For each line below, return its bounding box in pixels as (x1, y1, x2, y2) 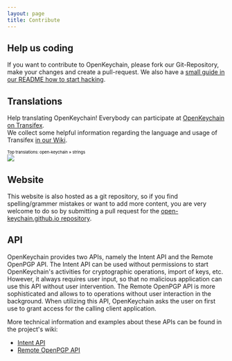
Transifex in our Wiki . (7, 136, 68, 144)
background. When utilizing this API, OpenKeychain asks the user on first (7, 297, 216, 305)
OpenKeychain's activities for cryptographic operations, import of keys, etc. (7, 267, 224, 276)
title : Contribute (7, 17, 60, 24)
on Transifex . (7, 121, 45, 130)
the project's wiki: (7, 325, 58, 333)
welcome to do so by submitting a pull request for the (7, 206, 160, 215)
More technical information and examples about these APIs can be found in (7, 317, 222, 326)
